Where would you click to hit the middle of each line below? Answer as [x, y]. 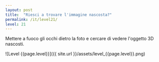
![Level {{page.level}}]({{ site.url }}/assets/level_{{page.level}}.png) [75, 54]
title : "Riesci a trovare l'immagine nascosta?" [59, 15]
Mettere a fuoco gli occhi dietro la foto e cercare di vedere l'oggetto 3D [79, 39]
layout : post [19, 10]
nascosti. [15, 44]
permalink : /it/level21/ [31, 19]
